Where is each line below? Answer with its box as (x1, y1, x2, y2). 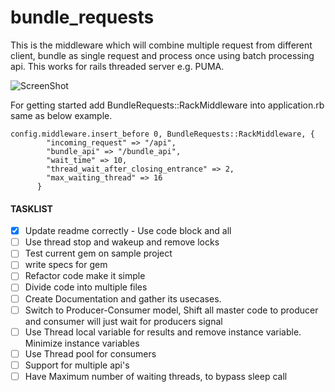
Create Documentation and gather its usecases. (24, 292, 222, 305)
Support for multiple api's (24, 359, 130, 371)
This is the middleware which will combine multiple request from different (10, 39, 313, 51)
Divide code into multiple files (24, 281, 148, 293)
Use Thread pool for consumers (24, 347, 157, 360)
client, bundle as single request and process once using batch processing (10, 49, 315, 61)
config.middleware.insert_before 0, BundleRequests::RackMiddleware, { (10, 129, 315, 139)
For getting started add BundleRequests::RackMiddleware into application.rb (10, 99, 325, 111)
